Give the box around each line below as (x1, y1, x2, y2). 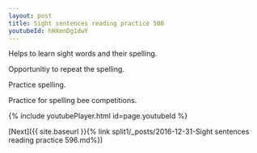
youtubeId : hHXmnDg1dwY (8, 27, 89, 35)
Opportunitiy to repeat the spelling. (8, 64, 125, 74)
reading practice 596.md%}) (8, 135, 103, 145)
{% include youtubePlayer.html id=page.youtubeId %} (8, 111, 188, 121)
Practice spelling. (8, 80, 66, 89)
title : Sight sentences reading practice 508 (8, 19, 164, 27)
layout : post (8, 11, 53, 20)
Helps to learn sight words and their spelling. (8, 49, 158, 59)
